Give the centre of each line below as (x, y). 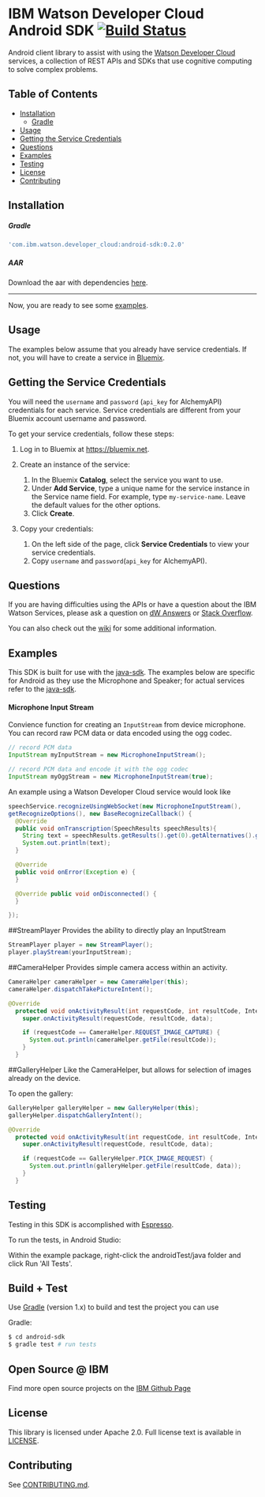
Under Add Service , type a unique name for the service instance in (140, 488)
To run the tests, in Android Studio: (65, 1240)
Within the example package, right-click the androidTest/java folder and (125, 1255)
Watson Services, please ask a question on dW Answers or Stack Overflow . (131, 613)
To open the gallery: (41, 1093)
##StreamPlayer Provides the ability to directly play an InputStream (117, 930)
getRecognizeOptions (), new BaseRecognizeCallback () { (100, 813)
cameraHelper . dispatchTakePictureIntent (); (81, 989)
